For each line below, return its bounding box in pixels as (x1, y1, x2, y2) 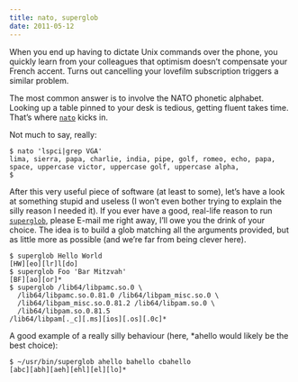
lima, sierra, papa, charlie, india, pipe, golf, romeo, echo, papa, (9, 154, 276, 163)
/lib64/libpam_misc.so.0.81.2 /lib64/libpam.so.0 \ (17, 298, 216, 307)
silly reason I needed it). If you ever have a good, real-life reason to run (9, 205, 273, 216)
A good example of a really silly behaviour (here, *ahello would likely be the (9, 330, 289, 341)
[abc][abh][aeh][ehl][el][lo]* (9, 365, 127, 374)
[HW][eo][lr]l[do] (9, 259, 78, 268)
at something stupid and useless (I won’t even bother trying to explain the (9, 196, 282, 206)
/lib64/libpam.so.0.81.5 (17, 306, 111, 315)
